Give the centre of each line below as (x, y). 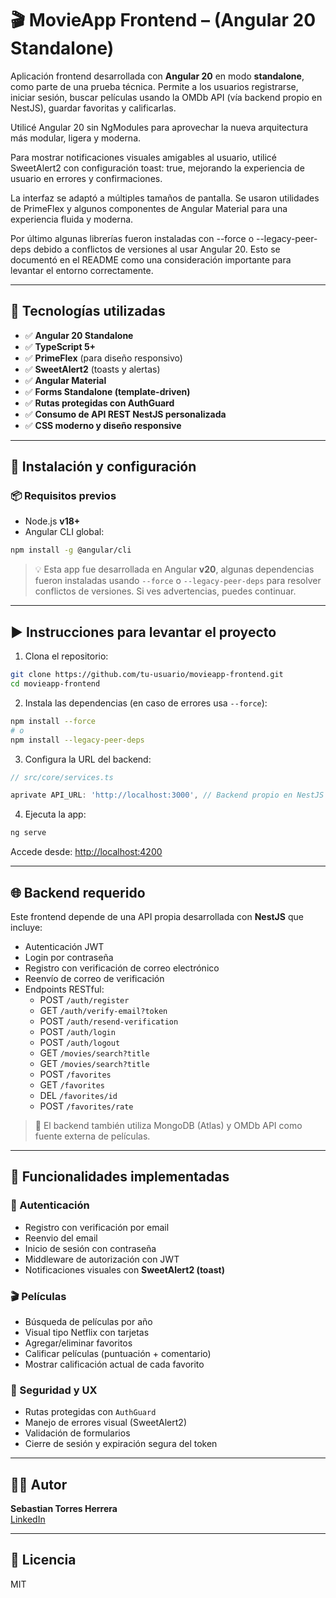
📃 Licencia (43, 1560)
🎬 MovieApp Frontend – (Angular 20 (163, 20)
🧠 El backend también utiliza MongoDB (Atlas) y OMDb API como (168, 1125)
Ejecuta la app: (55, 814)
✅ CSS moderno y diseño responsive (103, 425)
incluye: (26, 927)
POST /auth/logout (80, 1042)
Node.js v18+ (52, 521)
